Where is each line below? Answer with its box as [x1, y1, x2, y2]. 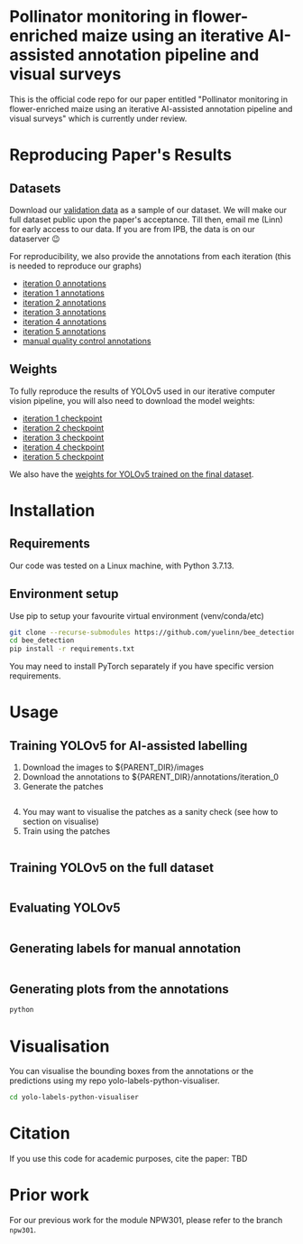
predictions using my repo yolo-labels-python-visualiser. [9, 1075, 220, 1086]
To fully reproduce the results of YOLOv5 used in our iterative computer [9, 386, 276, 397]
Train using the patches [22, 826, 111, 837]
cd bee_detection [9, 636, 75, 645]
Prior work [9, 1185, 90, 1205]
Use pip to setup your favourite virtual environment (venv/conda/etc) [9, 610, 264, 621]
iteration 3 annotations [22, 306, 106, 317]
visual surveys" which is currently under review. [9, 113, 188, 124]
